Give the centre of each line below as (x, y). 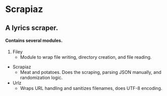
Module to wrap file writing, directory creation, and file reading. (86, 57)
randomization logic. (41, 77)
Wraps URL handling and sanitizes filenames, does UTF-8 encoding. (91, 88)
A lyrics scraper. (32, 28)
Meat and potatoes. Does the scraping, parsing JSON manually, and (91, 72)
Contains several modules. (34, 41)
